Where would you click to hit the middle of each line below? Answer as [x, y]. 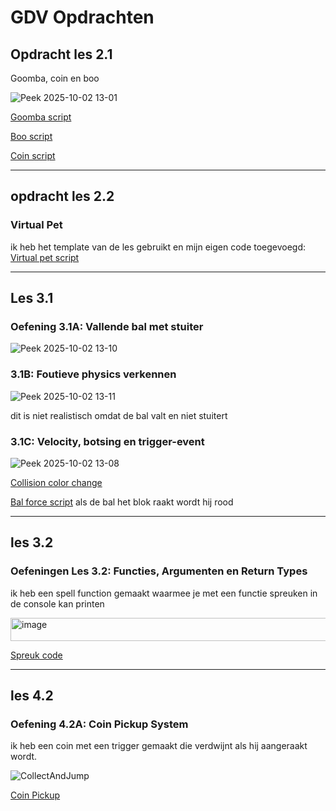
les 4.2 [32, 696]
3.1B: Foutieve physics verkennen [93, 374]
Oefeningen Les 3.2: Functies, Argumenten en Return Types [159, 571]
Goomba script [41, 117]
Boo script [31, 136]
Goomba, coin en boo [55, 78]
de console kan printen [57, 603]
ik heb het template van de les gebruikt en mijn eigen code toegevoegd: [158, 247]
